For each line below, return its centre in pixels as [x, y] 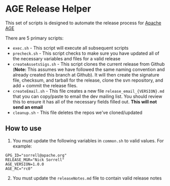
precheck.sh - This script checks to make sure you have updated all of [86, 53]
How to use [23, 128]
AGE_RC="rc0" [19, 169]
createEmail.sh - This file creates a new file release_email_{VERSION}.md [89, 91]
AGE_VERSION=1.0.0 [25, 164]
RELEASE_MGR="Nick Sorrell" [35, 160]
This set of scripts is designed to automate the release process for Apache [83, 23]
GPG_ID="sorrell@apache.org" [36, 155]
